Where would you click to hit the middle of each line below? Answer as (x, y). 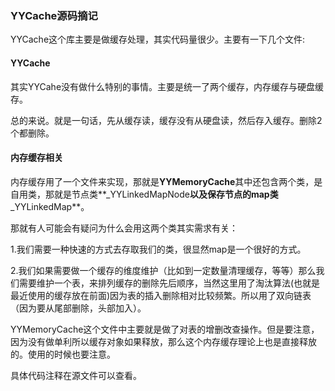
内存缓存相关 (36, 158)
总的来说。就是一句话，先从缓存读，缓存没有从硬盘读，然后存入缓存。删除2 (166, 120)
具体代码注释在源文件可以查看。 (76, 375)
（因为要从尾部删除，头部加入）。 (78, 308)
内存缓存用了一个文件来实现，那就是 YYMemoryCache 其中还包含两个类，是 (166, 181)
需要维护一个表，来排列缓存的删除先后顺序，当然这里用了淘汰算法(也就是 (169, 283)
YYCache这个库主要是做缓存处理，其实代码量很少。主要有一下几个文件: (158, 39)
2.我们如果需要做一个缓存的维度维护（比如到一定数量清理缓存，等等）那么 (163, 270)
